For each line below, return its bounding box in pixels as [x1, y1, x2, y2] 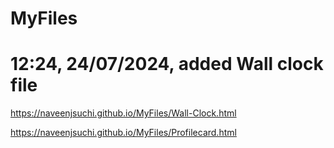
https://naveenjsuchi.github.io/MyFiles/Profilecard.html [10, 127, 237, 139]
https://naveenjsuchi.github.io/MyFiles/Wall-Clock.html [10, 107, 237, 119]
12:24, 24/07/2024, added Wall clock [10, 53, 324, 76]
